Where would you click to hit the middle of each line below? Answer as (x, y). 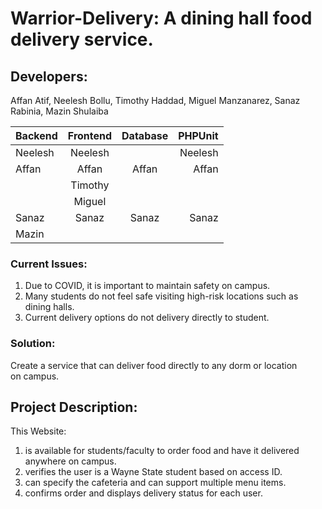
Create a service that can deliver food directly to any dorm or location (154, 365)
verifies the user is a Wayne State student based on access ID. (153, 472)
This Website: (38, 431)
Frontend (90, 135)
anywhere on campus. (70, 461)
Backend (36, 135)
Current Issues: (49, 264)
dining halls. (49, 307)
